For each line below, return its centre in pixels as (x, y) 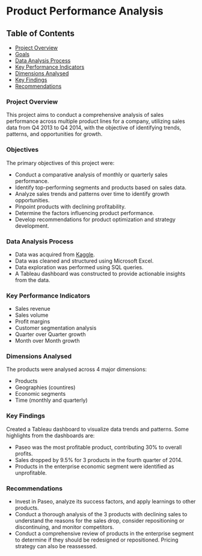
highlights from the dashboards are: (50, 436)
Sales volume (32, 315)
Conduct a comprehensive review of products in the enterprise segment (104, 534)
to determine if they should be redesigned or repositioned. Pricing (96, 540)
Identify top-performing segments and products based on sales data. (100, 187)
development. (32, 226)
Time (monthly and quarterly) (51, 400)
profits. (24, 454)
